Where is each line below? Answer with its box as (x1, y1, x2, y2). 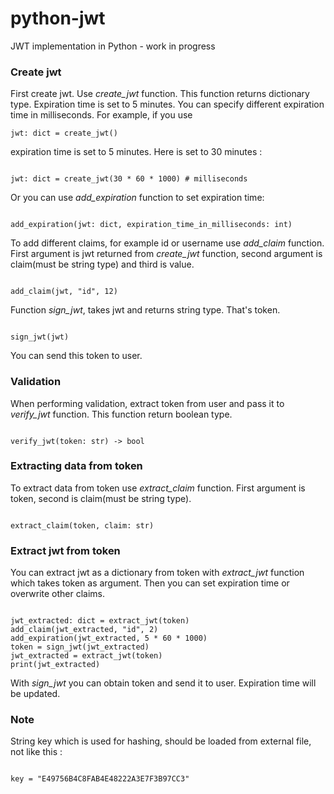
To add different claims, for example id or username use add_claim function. (10, 237, 325, 249)
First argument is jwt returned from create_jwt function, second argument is (10, 248, 323, 260)
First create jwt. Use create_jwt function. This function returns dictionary (10, 88, 310, 100)
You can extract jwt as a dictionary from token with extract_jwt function (10, 567, 305, 579)
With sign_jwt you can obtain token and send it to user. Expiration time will (10, 677, 317, 689)
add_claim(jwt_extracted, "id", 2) (10, 625, 159, 635)
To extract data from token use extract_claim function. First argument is (10, 482, 306, 494)
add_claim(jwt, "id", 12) (10, 287, 118, 297)
